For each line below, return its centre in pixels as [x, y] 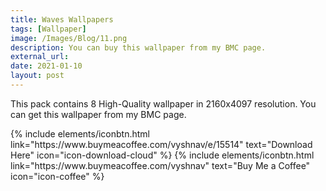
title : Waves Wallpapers [62, 19]
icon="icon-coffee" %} [57, 176]
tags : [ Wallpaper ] [48, 29]
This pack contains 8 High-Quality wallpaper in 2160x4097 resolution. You [163, 103]
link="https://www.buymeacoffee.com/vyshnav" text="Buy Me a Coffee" [160, 165]
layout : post [37, 76]
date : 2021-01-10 [46, 66]
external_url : [40, 57]
